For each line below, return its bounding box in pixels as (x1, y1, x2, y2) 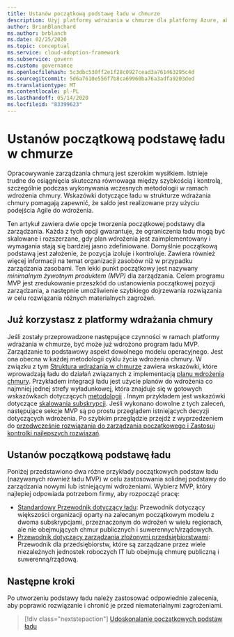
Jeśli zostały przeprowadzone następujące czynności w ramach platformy (7, 332, 220, 340)
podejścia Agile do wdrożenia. (7, 206, 94, 214)
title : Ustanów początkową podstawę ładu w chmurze (7, 10, 160, 17)
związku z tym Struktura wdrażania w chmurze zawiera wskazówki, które (7, 362, 218, 370)
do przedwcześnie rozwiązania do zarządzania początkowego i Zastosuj (7, 421, 215, 430)
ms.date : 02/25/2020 (7, 36, 68, 43)
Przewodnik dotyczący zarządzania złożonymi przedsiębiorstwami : (17, 533, 210, 541)
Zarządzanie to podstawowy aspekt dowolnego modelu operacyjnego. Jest (7, 347, 224, 356)
